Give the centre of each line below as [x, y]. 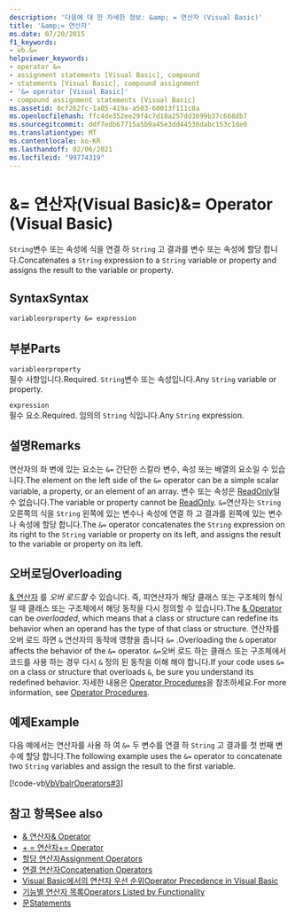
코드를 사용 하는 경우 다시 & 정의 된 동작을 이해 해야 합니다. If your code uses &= [147, 662]
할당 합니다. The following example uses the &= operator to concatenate [154, 756]
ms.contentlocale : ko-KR [55, 141]
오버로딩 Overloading [66, 574]
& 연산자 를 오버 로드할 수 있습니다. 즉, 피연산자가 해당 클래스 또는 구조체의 [138, 597]
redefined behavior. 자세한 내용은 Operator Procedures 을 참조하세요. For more [148, 682]
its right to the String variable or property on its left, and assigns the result [145, 534]
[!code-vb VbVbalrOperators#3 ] [66, 783]
